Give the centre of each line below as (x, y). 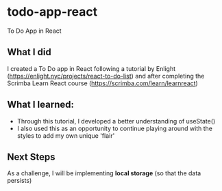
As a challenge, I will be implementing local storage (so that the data (104, 173)
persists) (20, 181)
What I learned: (40, 105)
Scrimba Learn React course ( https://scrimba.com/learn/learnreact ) (103, 83)
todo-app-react (52, 12)
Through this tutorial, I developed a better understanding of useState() (116, 121)
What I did (29, 52)
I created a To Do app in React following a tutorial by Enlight (91, 68)
